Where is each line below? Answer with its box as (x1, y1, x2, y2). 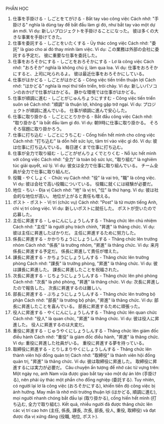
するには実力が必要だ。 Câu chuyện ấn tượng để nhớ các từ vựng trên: (17, 365, 160, 370)
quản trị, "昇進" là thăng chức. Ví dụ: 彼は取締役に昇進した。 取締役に (12, 358, 153, 364)
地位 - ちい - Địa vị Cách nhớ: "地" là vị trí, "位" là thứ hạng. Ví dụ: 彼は (12, 187, 155, 193)
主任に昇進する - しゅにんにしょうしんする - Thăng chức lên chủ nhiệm (12, 218, 157, 223)
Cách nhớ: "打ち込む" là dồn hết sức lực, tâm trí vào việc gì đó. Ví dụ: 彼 (12, 138, 158, 144)
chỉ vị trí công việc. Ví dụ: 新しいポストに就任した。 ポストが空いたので (12, 206, 157, 211)
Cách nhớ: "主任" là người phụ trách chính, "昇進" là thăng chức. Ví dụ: (12, 224, 155, 230)
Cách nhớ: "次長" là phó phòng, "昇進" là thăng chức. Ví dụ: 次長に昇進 (12, 279, 156, 284)
